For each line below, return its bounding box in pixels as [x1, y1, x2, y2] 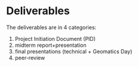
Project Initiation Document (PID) [14, 35, 96, 42]
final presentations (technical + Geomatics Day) [14, 47, 133, 55]
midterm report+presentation [14, 42, 87, 49]
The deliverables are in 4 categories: [6, 24, 97, 31]
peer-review [14, 54, 45, 61]
